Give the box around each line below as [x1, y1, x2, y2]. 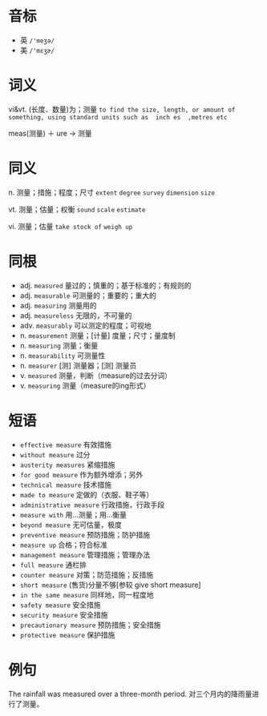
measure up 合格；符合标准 [19, 540, 108, 549]
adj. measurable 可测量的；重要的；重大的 [19, 290, 157, 300]
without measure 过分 [19, 449, 91, 459]
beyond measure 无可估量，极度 [19, 520, 122, 529]
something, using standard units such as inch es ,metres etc [8, 113, 228, 121]
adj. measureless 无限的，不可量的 [19, 310, 132, 320]
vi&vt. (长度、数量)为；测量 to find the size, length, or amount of [8, 104, 236, 114]
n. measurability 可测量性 [19, 350, 106, 360]
